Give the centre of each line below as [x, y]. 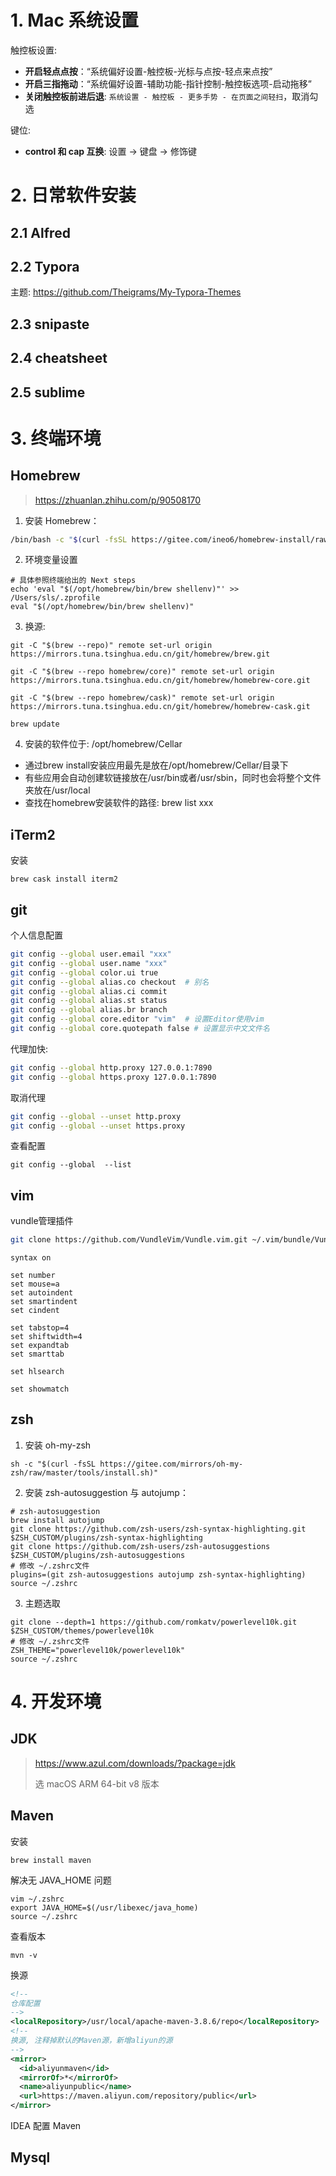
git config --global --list [71, 1165]
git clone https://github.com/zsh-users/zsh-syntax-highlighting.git [158, 1529]
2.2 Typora [45, 266]
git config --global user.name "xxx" [89, 963]
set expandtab [40, 1346]
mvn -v [24, 1955]
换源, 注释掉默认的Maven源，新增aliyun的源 [91, 2041]
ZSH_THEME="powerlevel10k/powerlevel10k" [98, 1650]
